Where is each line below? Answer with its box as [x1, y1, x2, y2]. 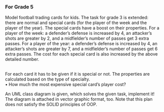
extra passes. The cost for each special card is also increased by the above [5, 51, 158, 57]
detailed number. [5, 56, 39, 62]
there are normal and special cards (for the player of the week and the [5, 20, 147, 26]
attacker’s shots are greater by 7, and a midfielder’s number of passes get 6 [5, 46, 158, 52]
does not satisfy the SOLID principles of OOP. [5, 102, 97, 108]
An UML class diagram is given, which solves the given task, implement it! [5, 91, 155, 97]
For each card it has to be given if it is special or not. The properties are [5, 71, 150, 77]
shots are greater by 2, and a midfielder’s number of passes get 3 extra [5, 35, 149, 41]
